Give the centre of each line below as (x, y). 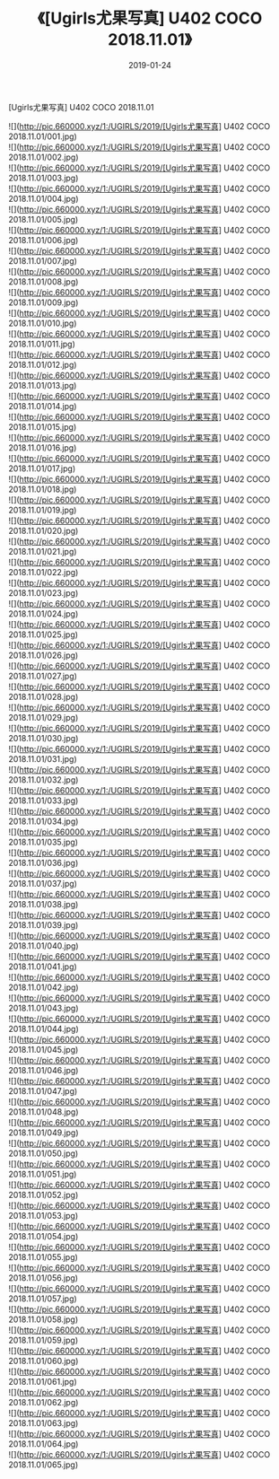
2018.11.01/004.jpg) (44, 198)
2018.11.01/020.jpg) (44, 530)
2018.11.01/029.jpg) (44, 717)
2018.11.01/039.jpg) (44, 924)
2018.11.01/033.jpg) (44, 801)
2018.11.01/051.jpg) (43, 1174)
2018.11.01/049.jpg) (44, 1133)
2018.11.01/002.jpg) (44, 157)
